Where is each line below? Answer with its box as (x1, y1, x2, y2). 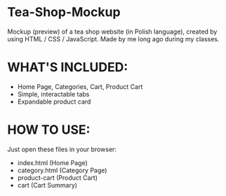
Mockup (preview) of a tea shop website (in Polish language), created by (7, 27, 218, 36)
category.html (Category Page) (17, 166, 107, 174)
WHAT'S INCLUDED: (7, 59, 128, 76)
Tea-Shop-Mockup (7, 4, 121, 20)
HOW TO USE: (7, 122, 91, 138)
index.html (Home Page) (17, 158, 88, 167)
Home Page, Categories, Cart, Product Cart (17, 82, 143, 91)
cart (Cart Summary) (17, 181, 78, 189)
